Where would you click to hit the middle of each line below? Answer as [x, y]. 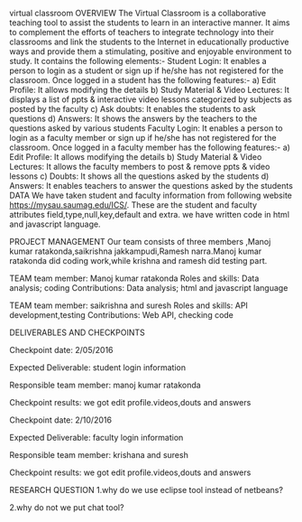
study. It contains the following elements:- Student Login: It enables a [138, 61]
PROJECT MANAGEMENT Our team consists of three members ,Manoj [140, 242]
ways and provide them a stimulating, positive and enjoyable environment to [151, 51]
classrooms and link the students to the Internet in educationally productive [149, 42]
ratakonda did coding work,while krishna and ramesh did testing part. [138, 261]
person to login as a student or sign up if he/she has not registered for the [146, 70]
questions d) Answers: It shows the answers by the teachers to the [133, 118]
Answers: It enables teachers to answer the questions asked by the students [151, 186]
